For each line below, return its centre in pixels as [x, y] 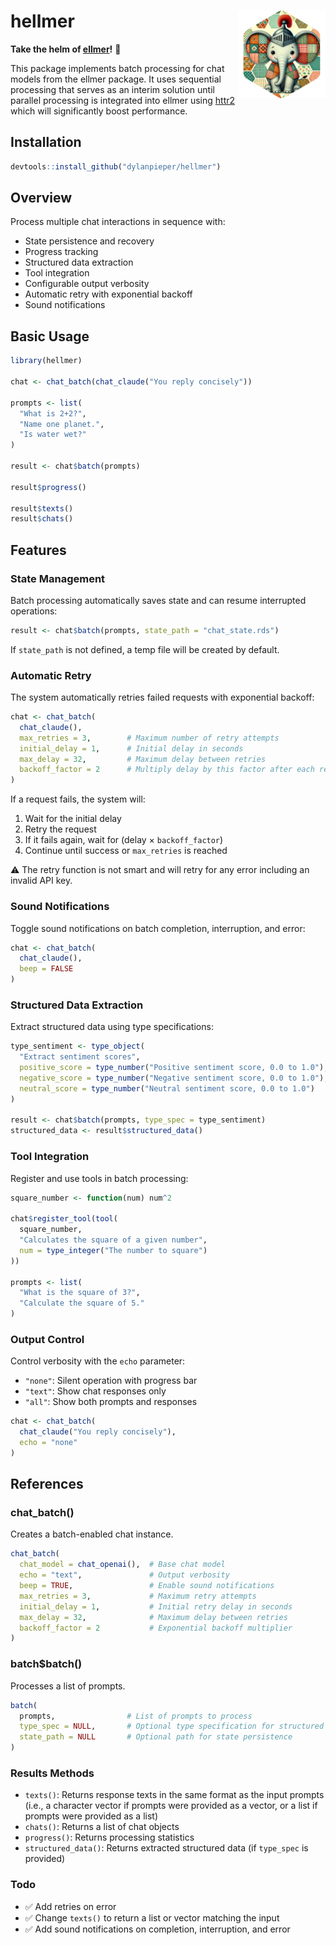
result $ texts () [42, 508]
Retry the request [60, 829]
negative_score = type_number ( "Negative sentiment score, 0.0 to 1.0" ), [174, 1078]
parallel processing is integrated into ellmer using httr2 [123, 100]
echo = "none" [48, 1443]
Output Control [47, 1339]
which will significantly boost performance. [99, 111]
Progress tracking [61, 252]
